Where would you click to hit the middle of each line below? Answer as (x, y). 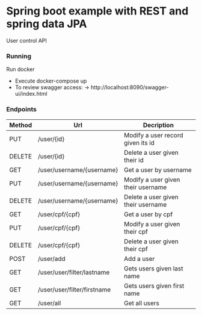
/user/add (52, 258)
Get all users (142, 303)
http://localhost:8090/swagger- (130, 87)
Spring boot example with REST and (97, 11)
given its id (139, 143)
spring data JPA (47, 24)
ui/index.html (31, 94)
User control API (26, 40)
